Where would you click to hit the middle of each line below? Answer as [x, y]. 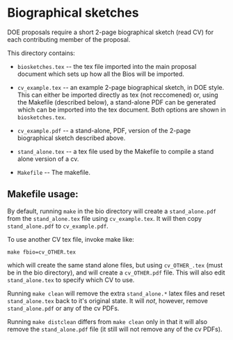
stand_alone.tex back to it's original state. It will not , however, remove [108, 300]
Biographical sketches [73, 13]
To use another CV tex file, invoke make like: [71, 239]
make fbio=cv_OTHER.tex [42, 252]
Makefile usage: [43, 194]
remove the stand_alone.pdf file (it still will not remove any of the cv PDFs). [115, 329]
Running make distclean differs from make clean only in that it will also [107, 321]
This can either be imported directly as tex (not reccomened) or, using [118, 95]
